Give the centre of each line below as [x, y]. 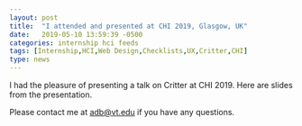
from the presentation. [51, 94]
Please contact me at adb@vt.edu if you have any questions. [122, 112]
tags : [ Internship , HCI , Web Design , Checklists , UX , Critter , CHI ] [128, 51]
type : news [30, 59]
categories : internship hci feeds [74, 43]
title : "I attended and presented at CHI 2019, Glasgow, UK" [128, 26]
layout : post [34, 18]
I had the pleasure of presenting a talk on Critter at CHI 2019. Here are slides [151, 85]
